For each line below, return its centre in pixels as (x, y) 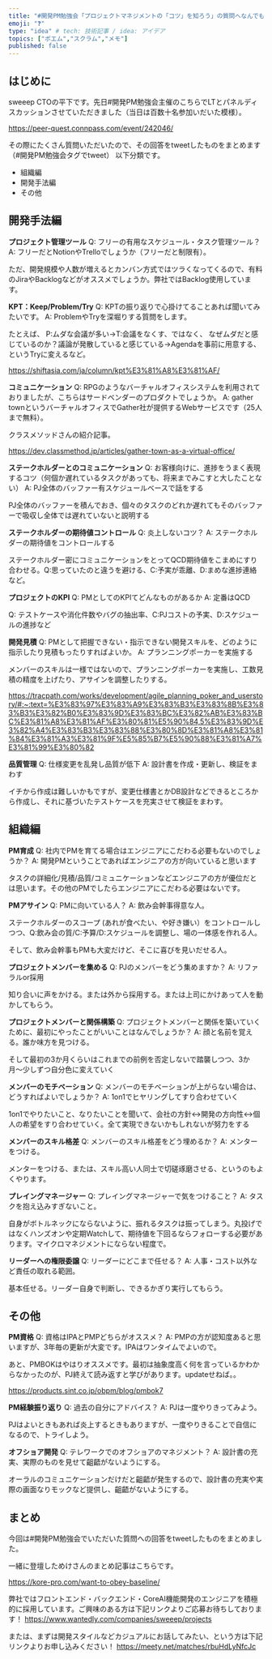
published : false (38, 46)
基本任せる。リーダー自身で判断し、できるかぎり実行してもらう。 (118, 1288)
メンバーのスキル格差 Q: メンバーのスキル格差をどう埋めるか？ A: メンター (133, 1141)
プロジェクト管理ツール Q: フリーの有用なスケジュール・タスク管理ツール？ (134, 242)
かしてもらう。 (33, 1004)
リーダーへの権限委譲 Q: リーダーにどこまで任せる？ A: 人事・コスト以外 (130, 1260)
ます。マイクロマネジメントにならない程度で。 (93, 1243)
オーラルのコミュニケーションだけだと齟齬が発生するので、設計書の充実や (132, 1479)
